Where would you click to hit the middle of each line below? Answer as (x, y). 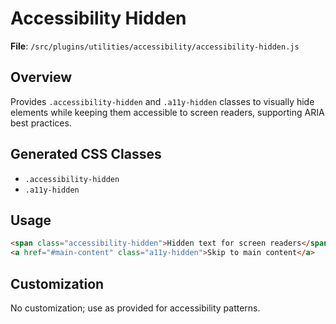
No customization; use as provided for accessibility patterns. (135, 308)
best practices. (41, 123)
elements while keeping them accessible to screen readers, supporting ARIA (167, 112)
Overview (41, 77)
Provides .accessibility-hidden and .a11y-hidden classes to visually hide (162, 101)
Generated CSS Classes (86, 154)
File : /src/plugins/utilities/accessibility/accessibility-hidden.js (155, 46)
